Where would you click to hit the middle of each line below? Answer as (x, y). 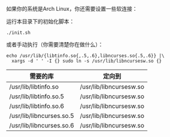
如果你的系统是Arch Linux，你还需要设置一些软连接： (72, 9)
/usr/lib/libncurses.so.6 (42, 125)
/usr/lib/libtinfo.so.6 (37, 106)
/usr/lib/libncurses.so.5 (42, 116)
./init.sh (19, 33)
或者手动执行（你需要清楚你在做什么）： (55, 44)
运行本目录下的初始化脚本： (40, 21)
